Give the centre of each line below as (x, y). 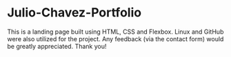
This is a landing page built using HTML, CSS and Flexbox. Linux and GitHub (115, 32)
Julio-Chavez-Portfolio (74, 13)
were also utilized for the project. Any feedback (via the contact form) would (115, 38)
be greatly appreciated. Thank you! (57, 46)
